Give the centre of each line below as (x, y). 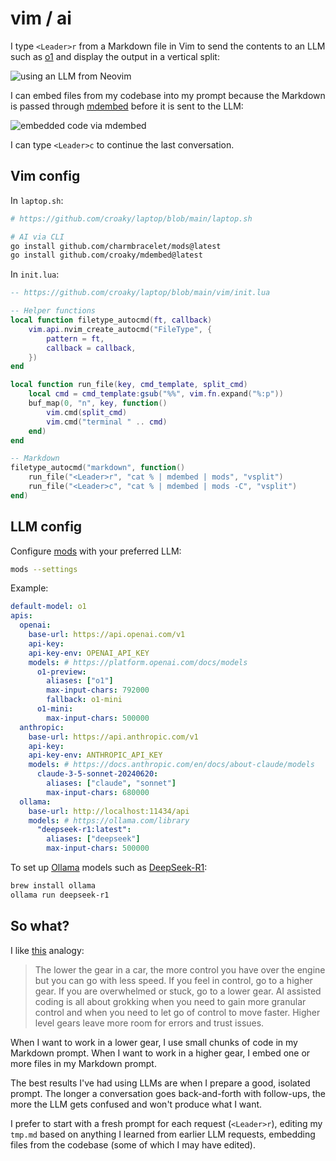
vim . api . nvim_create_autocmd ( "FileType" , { (120, 329)
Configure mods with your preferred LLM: (96, 551)
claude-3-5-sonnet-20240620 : (97, 774)
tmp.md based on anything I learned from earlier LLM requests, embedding (163, 1134)
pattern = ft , (75, 338)
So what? (40, 926)
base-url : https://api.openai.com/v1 (107, 635)
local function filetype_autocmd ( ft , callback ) (111, 320)
